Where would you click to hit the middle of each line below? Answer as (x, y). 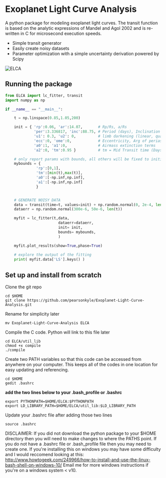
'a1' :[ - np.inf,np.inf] (60, 182)
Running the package (39, 84)
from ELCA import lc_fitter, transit (44, 95)
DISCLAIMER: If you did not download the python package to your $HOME (81, 433)
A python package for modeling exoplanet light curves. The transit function (82, 23)
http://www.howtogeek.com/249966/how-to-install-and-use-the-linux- (78, 460)
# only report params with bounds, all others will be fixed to (82, 159)
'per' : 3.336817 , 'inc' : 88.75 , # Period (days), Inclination (97, 132)
